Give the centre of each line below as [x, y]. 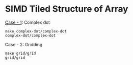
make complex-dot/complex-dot [36, 31]
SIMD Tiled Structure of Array [67, 9]
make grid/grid [21, 53]
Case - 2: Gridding [24, 44]
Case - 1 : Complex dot [27, 22]
